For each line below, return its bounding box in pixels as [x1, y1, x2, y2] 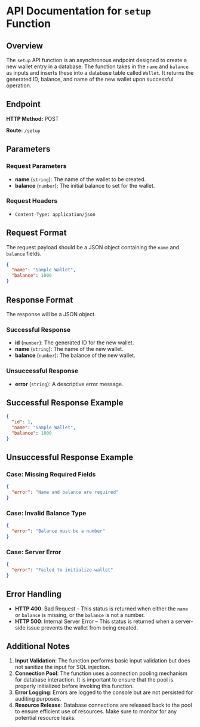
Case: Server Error [6, 548, 61, 556]
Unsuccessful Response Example [6, 453, 134, 463]
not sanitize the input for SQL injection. [14, 664, 111, 671]
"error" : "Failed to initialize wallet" [11, 567, 113, 573]
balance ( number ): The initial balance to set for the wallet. [14, 182, 155, 189]
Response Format [6, 295, 73, 305]
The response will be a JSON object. [6, 310, 97, 317]
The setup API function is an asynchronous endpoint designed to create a [6, 57, 187, 63]
